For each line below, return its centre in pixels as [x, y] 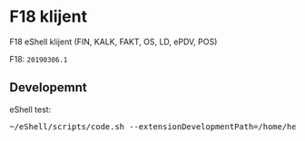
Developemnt [49, 88]
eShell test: [30, 109]
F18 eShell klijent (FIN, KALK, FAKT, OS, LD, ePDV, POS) [113, 42]
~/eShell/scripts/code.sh [67, 127]
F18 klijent [49, 17]
